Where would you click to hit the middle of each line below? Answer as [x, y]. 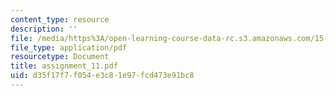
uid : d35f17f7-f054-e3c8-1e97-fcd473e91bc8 [102, 76]
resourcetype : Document [60, 57]
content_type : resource [60, 19]
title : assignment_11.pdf [64, 66]
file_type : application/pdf [69, 47]
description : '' [44, 29]
